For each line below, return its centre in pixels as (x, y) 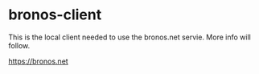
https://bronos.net (38, 61)
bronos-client (55, 15)
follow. (19, 45)
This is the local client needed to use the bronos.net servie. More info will (129, 37)
